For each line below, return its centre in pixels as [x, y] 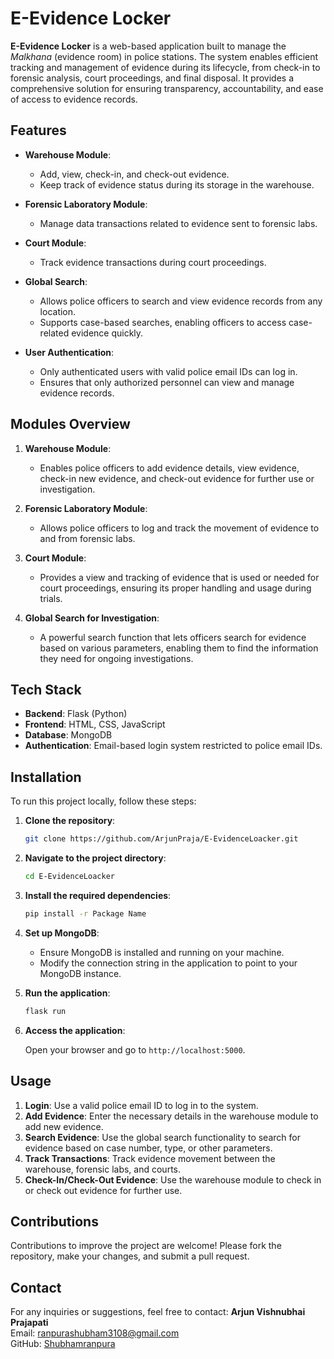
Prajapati [29, 1323]
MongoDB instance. [80, 973]
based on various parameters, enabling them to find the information [179, 648]
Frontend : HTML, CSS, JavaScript [95, 724]
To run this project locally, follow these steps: [103, 801]
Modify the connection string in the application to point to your [168, 963]
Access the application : [75, 1030]
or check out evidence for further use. [103, 1190]
